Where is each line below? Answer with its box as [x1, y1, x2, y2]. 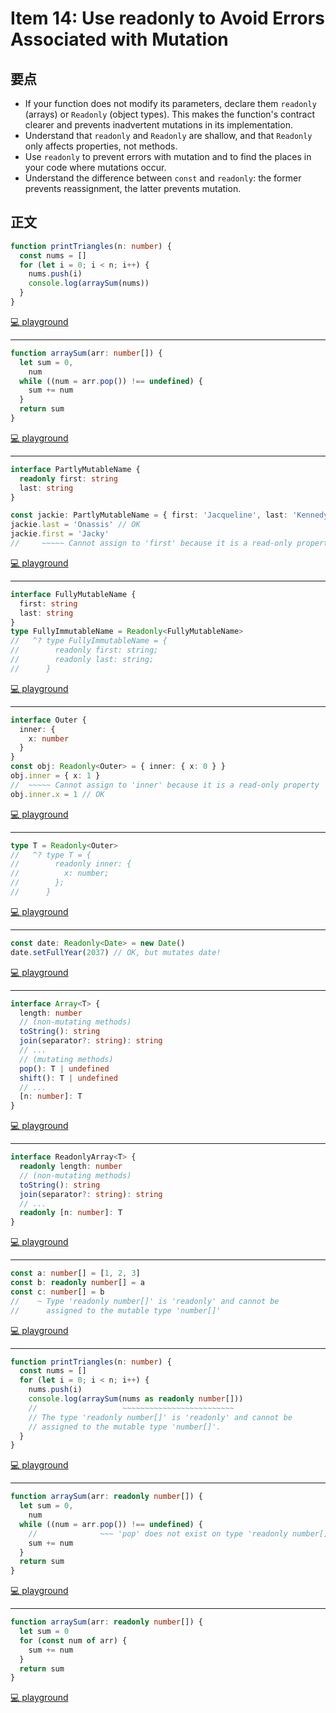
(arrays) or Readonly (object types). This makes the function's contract [24, 108, 316, 120]
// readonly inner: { [10, 859, 132, 869]
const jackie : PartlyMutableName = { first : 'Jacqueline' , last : [10, 510, 288, 521]
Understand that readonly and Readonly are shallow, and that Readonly [24, 130, 313, 141]
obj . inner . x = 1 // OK [10, 789, 105, 799]
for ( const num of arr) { [19, 1635, 128, 1646]
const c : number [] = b [10, 1287, 105, 1297]
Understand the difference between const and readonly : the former [24, 172, 302, 184]
